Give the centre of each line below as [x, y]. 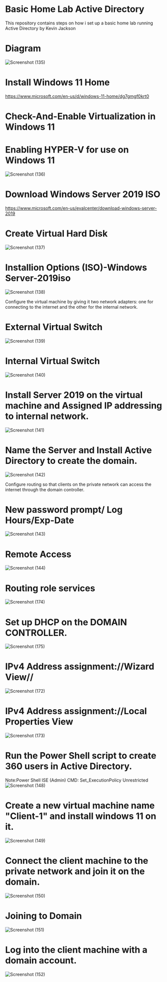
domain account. [41, 961]
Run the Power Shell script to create [81, 756]
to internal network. [47, 416]
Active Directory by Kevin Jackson [41, 28]
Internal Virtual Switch [53, 361]
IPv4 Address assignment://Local [76, 711]
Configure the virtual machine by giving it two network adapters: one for [79, 301]
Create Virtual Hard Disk [57, 234]
